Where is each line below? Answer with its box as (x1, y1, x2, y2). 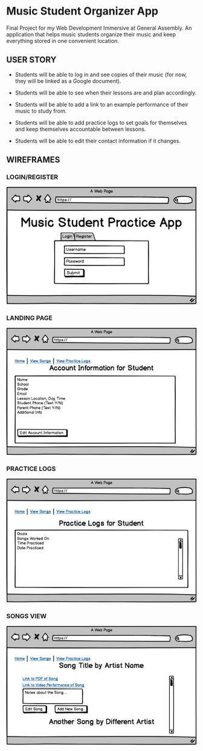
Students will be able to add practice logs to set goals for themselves (14, 119, 187, 126)
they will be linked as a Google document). (14, 77, 121, 84)
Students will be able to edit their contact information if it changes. (14, 137, 181, 144)
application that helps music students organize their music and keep (6, 30, 176, 38)
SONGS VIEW (6, 612, 47, 620)
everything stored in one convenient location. (6, 37, 119, 44)
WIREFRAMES (6, 155, 60, 165)
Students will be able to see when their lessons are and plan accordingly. (14, 89, 197, 96)
